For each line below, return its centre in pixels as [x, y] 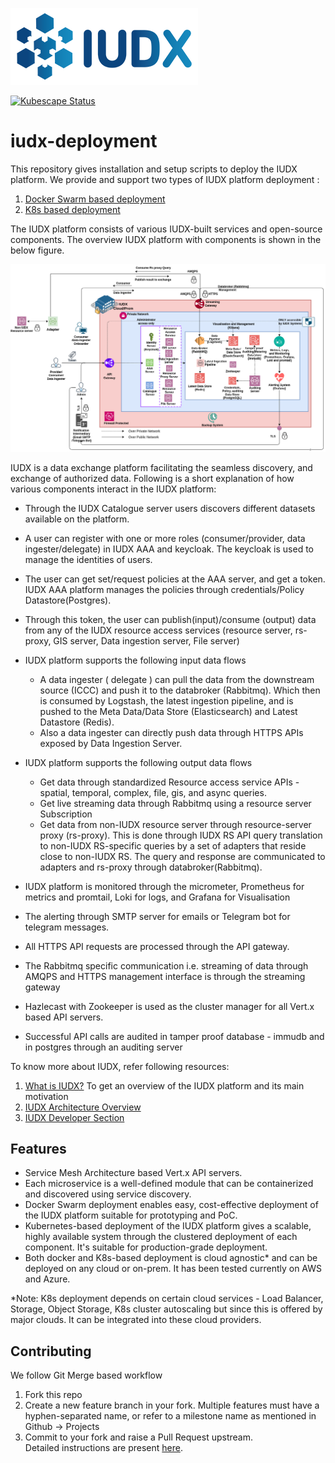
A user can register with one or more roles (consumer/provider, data [165, 538]
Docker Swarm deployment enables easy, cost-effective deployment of [171, 1205]
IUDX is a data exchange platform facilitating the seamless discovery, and [161, 467]
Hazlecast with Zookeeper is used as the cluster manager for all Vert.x [169, 1006]
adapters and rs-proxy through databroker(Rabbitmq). [151, 867]
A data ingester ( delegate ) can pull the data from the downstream [177, 679]
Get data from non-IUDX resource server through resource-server [175, 824]
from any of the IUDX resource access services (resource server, [158, 630]
